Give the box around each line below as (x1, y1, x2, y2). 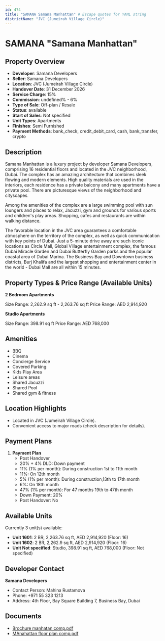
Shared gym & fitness (12, 390, 56, 396)
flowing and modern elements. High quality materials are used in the (5, 177, 144, 183)
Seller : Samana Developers (12, 76, 68, 82)
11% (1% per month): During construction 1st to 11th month (19, 466, 138, 472)
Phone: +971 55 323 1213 (12, 593, 63, 598)
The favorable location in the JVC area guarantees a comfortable (5, 228, 137, 233)
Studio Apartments (5, 311, 45, 317)
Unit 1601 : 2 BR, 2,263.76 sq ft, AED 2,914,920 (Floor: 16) (12, 535, 129, 541)
